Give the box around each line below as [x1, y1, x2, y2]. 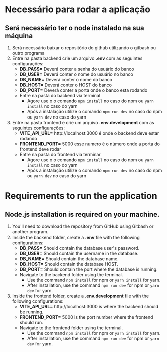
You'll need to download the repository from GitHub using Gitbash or [12, 223, 154, 229]
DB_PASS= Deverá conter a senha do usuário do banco [19, 66, 135, 72]
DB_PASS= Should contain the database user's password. [19, 245, 140, 251]
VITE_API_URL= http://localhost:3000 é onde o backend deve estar [19, 130, 159, 136]
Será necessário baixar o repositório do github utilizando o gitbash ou [12, 45, 156, 51]
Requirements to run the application [5, 190, 157, 202]
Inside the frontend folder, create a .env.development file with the [12, 293, 149, 299]
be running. [19, 309, 44, 315]
